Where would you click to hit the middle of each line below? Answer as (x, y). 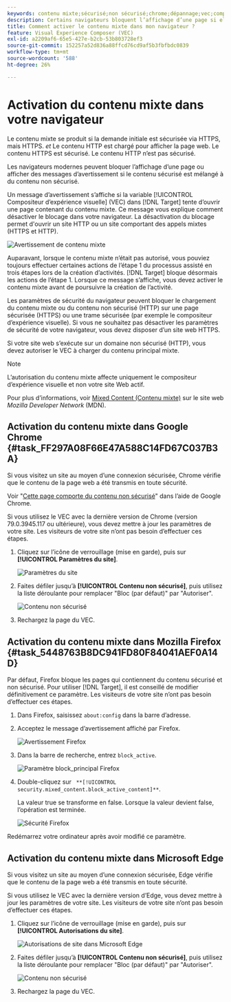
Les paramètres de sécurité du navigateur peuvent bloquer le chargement (112, 300)
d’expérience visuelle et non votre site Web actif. (76, 384)
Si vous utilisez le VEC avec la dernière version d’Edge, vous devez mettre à (114, 895)
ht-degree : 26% (29, 65)
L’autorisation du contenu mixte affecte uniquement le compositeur (102, 377)
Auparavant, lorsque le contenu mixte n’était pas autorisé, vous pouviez (109, 258)
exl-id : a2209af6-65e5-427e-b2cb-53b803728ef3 (75, 39)
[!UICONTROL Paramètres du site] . (67, 559)
